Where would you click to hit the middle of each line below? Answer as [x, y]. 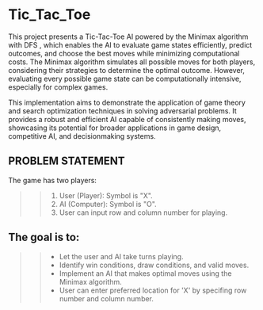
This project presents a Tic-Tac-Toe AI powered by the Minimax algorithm [128, 36]
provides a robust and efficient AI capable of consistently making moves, [128, 119]
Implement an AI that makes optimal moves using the [145, 273]
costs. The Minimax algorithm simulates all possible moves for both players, [132, 62]
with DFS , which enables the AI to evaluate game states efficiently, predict [130, 44]
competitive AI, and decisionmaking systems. [82, 136]
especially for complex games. [58, 87]
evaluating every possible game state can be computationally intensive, [125, 78]
